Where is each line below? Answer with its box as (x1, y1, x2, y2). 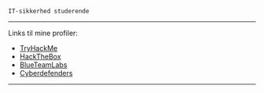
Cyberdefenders (19, 69, 73, 77)
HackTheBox (19, 52, 61, 61)
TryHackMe (19, 44, 58, 52)
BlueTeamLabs (19, 60, 68, 70)
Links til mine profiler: (8, 28, 79, 38)
